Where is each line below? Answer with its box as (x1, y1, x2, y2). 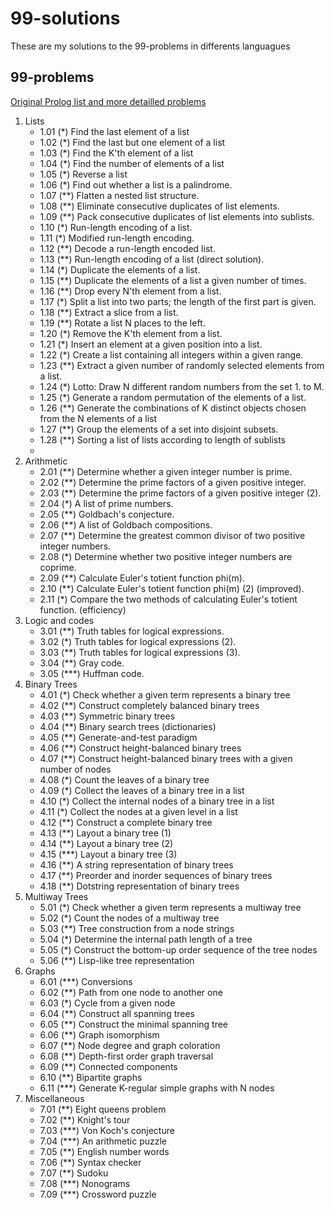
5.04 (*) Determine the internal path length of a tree (39, 933, 253, 945)
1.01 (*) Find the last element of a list (39, 125, 190, 137)
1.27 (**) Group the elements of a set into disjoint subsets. (39, 423, 279, 435)
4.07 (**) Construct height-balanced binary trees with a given (39, 752, 293, 764)
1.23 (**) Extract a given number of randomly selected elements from (39, 359, 325, 371)
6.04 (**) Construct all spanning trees (39, 1007, 195, 1019)
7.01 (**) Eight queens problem (39, 1103, 167, 1115)
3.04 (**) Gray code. (39, 657, 125, 669)
